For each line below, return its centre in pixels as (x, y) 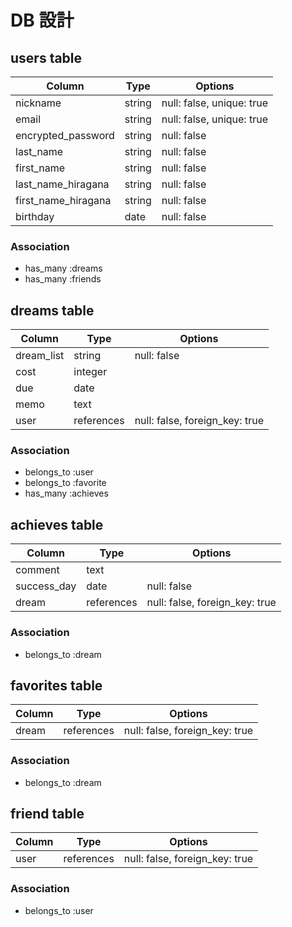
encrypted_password (65, 135)
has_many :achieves (66, 493)
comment (37, 570)
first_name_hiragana (63, 200)
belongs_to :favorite (65, 483)
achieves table (57, 524)
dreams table (52, 310)
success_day (46, 586)
